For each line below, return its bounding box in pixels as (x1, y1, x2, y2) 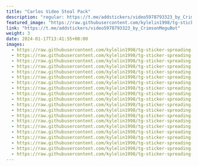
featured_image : (6, 19, 46, 25)
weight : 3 (6, 31, 31, 36)
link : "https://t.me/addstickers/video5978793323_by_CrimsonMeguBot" (6, 25, 181, 31)
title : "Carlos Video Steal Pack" (6, 8, 91, 15)
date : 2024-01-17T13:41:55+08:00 (6, 36, 88, 42)
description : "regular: (6, 14, 65, 20)
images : (6, 42, 25, 48)
